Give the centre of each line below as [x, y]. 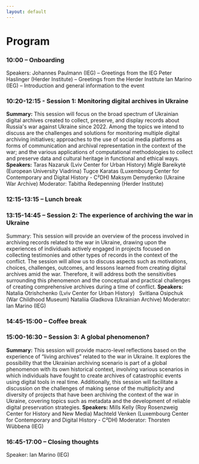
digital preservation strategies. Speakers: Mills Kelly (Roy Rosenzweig [92, 407]
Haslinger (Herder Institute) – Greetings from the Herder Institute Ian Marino [99, 79]
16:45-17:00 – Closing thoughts [53, 441]
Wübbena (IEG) [25, 426]
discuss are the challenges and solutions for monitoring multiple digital [93, 133]
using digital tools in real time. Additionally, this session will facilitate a [92, 382]
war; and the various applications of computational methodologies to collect [99, 152]
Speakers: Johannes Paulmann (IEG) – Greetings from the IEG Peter [89, 73]
